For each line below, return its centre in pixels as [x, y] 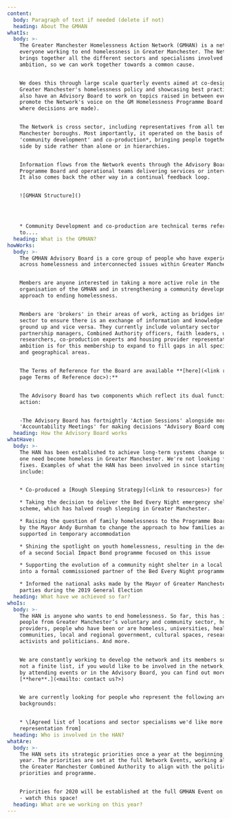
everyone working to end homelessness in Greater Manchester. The [117, 52]
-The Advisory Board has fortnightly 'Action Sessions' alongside [117, 420]
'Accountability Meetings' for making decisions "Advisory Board [115, 427]
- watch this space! [49, 798]
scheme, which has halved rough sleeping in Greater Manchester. [115, 509]
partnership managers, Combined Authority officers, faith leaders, [120, 333]
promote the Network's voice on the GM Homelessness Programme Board [121, 102]
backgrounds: [38, 704]
